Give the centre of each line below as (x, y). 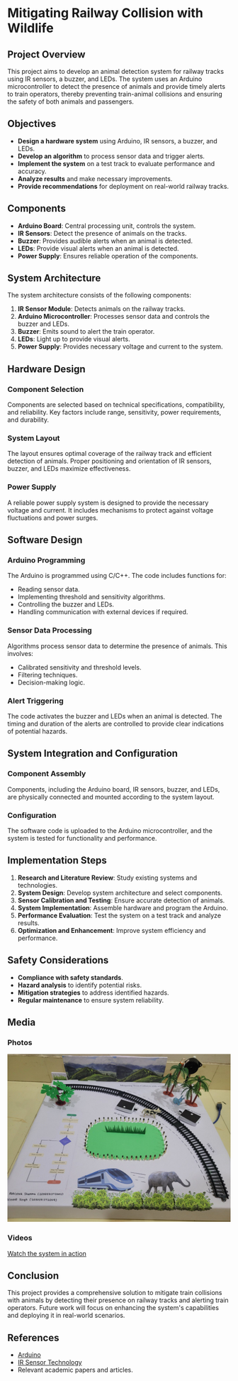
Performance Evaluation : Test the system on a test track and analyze (119, 915)
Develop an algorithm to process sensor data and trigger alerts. (111, 156)
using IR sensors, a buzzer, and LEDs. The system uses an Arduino (105, 79)
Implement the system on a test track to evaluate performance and (116, 163)
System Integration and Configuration (93, 754)
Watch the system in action (47, 1253)
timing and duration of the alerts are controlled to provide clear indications (116, 724)
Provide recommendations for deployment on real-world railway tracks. (123, 186)
